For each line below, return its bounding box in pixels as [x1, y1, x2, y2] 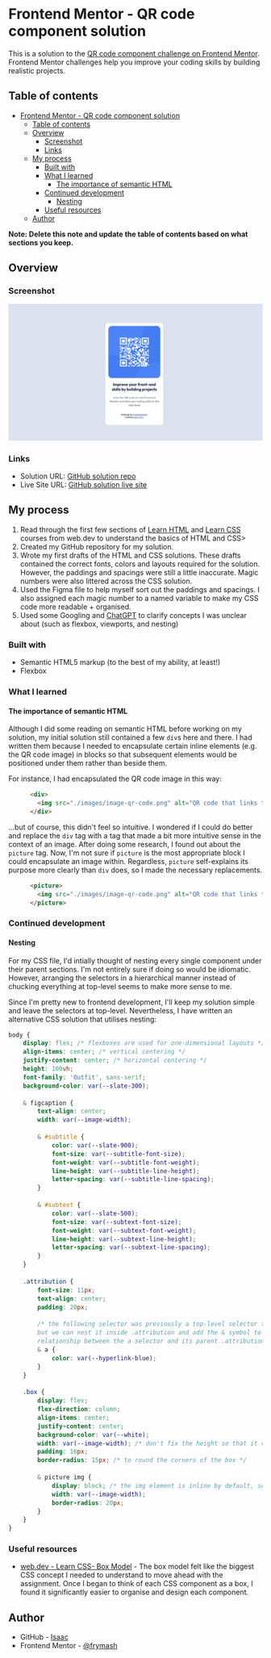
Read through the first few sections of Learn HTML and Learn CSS [19, 524, 241, 534]
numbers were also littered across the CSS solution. [19, 576, 193, 586]
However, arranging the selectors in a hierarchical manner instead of [8, 973, 236, 983]
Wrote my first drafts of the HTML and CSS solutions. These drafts [19, 550, 241, 560]
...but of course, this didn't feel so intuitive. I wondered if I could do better [8, 822, 253, 832]
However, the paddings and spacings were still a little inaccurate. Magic [19, 567, 259, 577]
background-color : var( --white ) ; [37, 1430, 150, 1439]
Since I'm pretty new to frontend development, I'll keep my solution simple [8, 997, 256, 1007]
